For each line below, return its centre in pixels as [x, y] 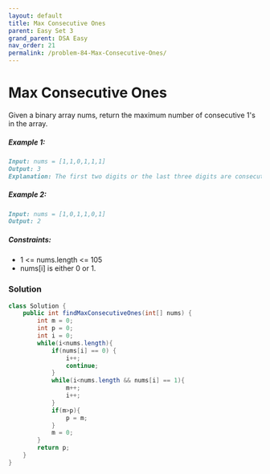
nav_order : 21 [32, 46]
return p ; [53, 448]
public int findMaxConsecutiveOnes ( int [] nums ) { [108, 313]
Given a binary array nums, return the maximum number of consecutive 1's [132, 115]
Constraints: [30, 239]
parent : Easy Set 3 [41, 31]
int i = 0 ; [55, 336]
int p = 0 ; [55, 329]
